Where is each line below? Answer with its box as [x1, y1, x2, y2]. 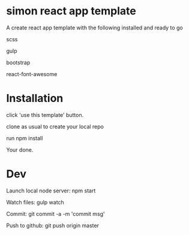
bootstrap [6, 59, 31, 66]
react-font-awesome [6, 70, 58, 77]
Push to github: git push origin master [6, 222, 99, 229]
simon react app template [6, 4, 136, 18]
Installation [6, 92, 64, 106]
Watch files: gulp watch [6, 198, 64, 206]
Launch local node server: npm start [6, 187, 96, 194]
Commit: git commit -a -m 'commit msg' [6, 210, 105, 217]
